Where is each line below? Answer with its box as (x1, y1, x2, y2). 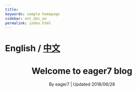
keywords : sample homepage (5, 12, 60, 16)
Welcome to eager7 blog (31, 65, 133, 77)
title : (5, 7, 19, 12)
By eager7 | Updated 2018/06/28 (48, 81, 116, 87)
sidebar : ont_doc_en (5, 16, 47, 21)
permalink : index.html (5, 20, 51, 26)
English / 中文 (5, 43, 60, 54)
